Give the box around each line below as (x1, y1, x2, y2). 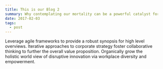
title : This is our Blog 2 (5, 7, 60, 12)
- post (9, 25, 23, 30)
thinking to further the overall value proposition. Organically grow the (5, 49, 143, 55)
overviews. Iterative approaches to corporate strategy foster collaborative (5, 43, 153, 49)
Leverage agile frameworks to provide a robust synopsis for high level (5, 38, 145, 44)
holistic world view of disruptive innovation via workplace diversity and (5, 54, 147, 59)
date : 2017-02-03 (5, 16, 40, 21)
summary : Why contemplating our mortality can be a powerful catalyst (5, 12, 151, 16)
